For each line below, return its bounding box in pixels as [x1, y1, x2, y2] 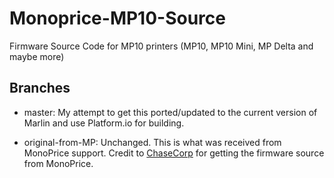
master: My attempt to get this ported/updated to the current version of [23, 106, 318, 118]
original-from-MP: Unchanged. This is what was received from [23, 136, 282, 148]
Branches [9, 80, 71, 97]
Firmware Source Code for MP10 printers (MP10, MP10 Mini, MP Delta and [9, 40, 314, 52]
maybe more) [9, 50, 65, 62]
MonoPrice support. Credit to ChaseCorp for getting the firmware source [23, 147, 325, 159]
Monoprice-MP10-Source [9, 7, 226, 30]
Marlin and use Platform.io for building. [23, 117, 185, 129]
